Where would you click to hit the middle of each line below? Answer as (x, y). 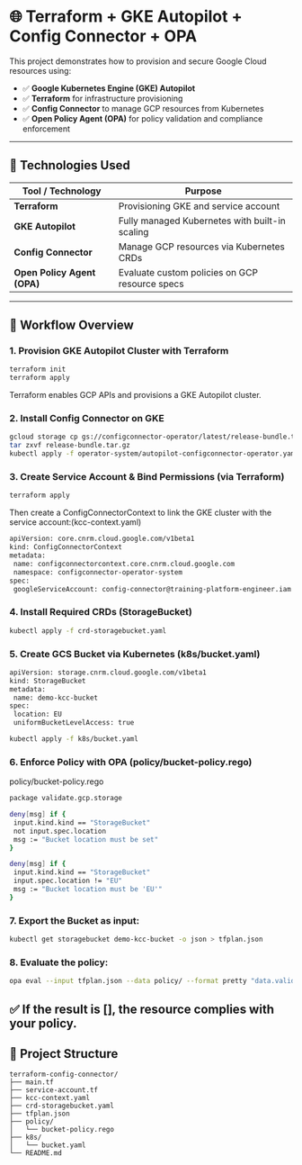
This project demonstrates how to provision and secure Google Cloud (138, 61)
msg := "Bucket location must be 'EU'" (88, 890)
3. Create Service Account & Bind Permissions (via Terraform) (147, 477)
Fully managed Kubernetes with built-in (202, 221)
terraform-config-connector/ (64, 1075)
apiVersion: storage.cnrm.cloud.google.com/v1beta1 (108, 673)
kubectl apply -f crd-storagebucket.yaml (88, 631)
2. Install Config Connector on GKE (87, 419)
